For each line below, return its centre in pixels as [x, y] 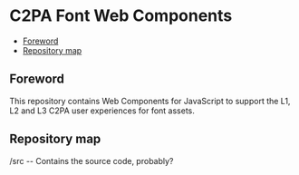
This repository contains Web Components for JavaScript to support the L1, [150, 101]
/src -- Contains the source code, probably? [92, 160]
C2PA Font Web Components [121, 16]
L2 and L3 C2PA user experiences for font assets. [102, 111]
